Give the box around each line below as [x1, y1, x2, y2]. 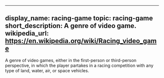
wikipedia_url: [5, 30, 49, 38]
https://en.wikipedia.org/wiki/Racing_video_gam [5, 37, 157, 45]
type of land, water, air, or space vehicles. [5, 67, 89, 73]
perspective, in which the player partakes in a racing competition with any [5, 62, 154, 68]
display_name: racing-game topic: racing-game [5, 14, 153, 22]
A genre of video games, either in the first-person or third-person [5, 57, 137, 63]
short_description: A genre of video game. [5, 22, 137, 30]
